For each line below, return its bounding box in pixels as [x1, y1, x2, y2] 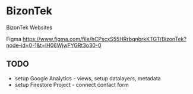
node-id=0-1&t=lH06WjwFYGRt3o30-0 [6, 42, 102, 49]
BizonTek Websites [6, 24, 53, 31]
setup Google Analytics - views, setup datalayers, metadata [14, 74, 162, 82]
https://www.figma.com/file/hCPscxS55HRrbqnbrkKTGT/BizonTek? [23, 35, 187, 42]
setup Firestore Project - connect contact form [14, 81, 129, 88]
